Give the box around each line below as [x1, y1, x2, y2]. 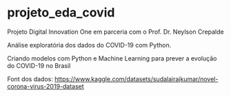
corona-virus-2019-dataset [7, 82, 84, 90]
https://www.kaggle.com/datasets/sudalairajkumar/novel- [54, 74, 219, 83]
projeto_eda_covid [7, 5, 115, 21]
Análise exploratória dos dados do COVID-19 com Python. [7, 41, 172, 49]
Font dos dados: [7, 74, 54, 83]
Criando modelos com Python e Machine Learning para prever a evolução [7, 54, 217, 63]
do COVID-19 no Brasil [7, 61, 71, 69]
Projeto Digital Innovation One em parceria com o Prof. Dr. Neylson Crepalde [7, 28, 224, 36]
